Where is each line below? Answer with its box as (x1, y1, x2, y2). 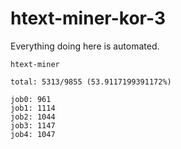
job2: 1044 (10, 112, 56, 122)
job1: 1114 (10, 103, 56, 113)
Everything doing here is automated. (10, 40, 160, 52)
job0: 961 (10, 94, 52, 104)
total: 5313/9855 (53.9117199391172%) (10, 77, 172, 87)
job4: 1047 (10, 129, 56, 139)
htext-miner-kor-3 (10, 7, 166, 30)
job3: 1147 (10, 120, 56, 131)
